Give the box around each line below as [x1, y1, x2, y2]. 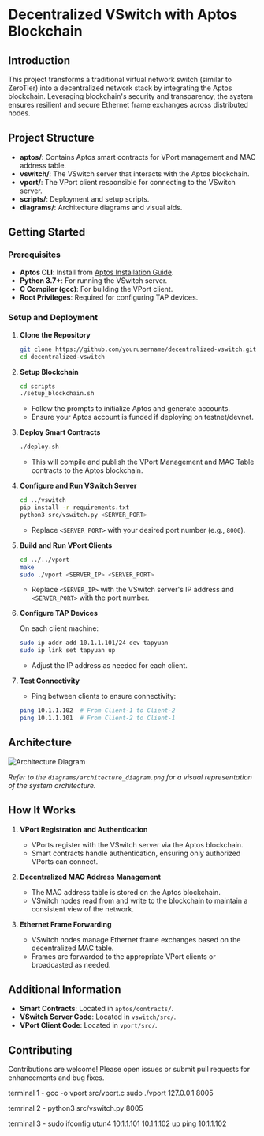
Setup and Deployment [8, 312, 99, 323]
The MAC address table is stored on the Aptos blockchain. [31, 887, 221, 896]
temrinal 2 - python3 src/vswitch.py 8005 [8, 1104, 143, 1113]
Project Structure [8, 131, 95, 145]
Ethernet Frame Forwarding [19, 919, 112, 929]
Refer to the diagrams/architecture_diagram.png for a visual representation [8, 772, 252, 782]
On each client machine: [19, 624, 99, 633]
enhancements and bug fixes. [8, 1073, 105, 1082]
